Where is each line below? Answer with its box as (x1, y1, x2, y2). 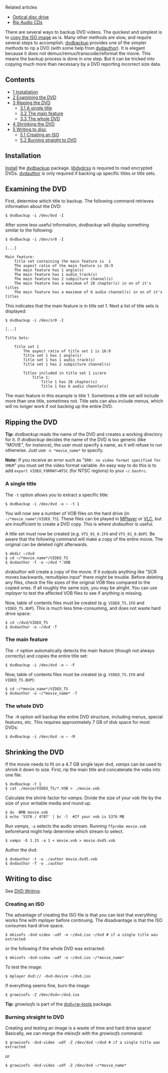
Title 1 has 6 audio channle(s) (41, 384, 109, 389)
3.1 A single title (20, 105, 53, 111)
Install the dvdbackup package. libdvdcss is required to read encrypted (5, 165, 153, 171)
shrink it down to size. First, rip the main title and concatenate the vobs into (5, 766, 160, 773)
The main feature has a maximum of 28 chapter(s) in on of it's (14, 281, 151, 286)
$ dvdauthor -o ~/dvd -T (5, 624, 57, 629)
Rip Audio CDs (12, 20, 43, 25)
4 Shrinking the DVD (12, 121, 55, 127)
